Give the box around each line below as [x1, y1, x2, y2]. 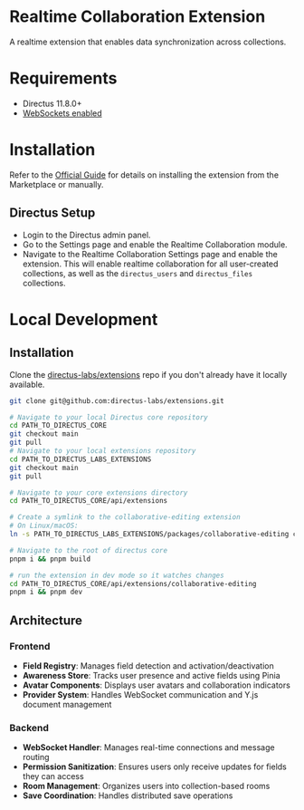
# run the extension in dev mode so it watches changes [9, 571, 224, 580]
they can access [22, 771, 84, 782]
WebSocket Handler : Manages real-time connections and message [22, 742, 275, 753]
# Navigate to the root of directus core [9, 545, 168, 554]
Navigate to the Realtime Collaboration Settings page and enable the [22, 248, 278, 259]
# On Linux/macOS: [9, 521, 79, 531]
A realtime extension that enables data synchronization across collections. [9, 36, 287, 47]
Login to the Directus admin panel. [22, 229, 151, 240]
